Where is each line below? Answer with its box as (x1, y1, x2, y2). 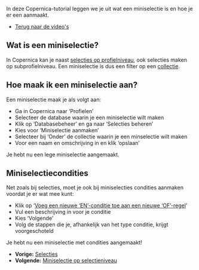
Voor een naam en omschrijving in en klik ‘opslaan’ (14, 139, 140, 146)
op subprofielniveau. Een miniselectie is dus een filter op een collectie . (6, 62, 180, 69)
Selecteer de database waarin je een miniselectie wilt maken (14, 114, 164, 121)
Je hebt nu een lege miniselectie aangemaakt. (6, 151, 120, 158)
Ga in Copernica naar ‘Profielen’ (14, 107, 94, 114)
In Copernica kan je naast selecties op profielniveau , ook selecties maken (6, 56, 187, 63)
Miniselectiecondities (6, 168, 88, 178)
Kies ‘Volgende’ (14, 215, 54, 222)
